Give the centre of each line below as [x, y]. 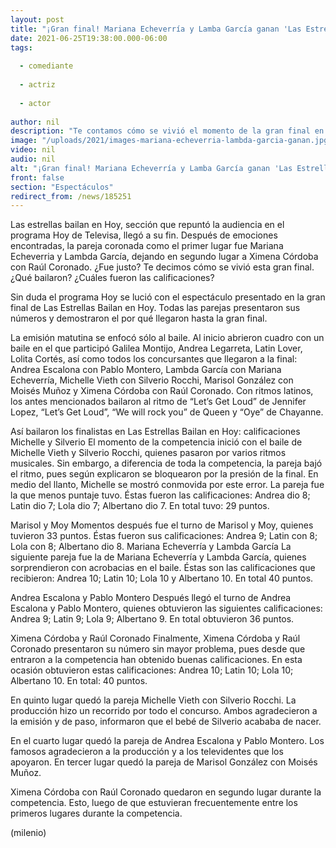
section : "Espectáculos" [62, 187]
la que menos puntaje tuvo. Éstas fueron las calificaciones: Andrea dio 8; [160, 495]
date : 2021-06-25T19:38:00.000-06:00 [89, 38]
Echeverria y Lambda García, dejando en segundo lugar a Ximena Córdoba [164, 257]
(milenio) [28, 833]
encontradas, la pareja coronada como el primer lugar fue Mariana [147, 246]
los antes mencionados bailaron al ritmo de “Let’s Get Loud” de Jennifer [158, 402]
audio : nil [33, 159]
